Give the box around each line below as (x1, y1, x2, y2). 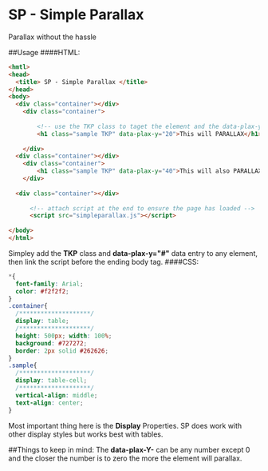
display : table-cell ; (15, 377, 88, 385)
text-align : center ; (15, 398, 84, 407)
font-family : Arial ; (15, 280, 84, 288)
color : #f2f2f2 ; (15, 287, 69, 295)
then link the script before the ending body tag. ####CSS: (8, 257, 199, 266)
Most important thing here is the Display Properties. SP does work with (8, 421, 242, 430)
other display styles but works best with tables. (8, 429, 164, 439)
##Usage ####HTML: (8, 47, 81, 57)
